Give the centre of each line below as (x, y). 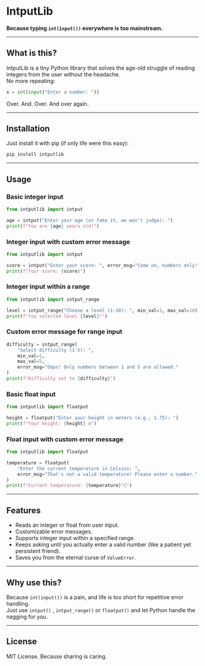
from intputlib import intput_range (53, 299)
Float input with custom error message (65, 439)
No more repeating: (31, 81)
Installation (28, 129)
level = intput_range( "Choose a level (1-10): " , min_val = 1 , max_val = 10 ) (102, 310)
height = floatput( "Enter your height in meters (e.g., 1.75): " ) (92, 418)
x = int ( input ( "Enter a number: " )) (53, 92)
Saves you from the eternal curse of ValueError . (75, 558)
